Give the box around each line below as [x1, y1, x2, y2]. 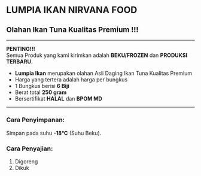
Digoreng [14, 157, 38, 165]
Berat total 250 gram [14, 89, 67, 96]
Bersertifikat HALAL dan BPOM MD [14, 95, 103, 102]
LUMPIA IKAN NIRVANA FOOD [6, 4, 138, 16]
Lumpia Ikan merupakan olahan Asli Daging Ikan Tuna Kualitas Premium [14, 69, 193, 77]
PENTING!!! [6, 45, 35, 53]
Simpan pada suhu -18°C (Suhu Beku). [6, 129, 102, 136]
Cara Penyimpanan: [6, 116, 65, 124]
